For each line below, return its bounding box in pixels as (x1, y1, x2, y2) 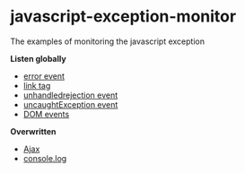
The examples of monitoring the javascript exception (10, 36, 206, 47)
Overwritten (10, 125, 57, 136)
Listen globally (10, 53, 66, 64)
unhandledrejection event (22, 90, 118, 100)
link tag (22, 80, 51, 91)
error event (22, 70, 66, 82)
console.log (22, 152, 67, 163)
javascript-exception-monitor (10, 6, 237, 27)
